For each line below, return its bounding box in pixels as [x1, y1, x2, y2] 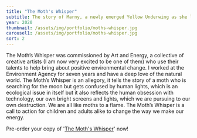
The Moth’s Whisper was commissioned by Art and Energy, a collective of [6, 52, 184, 58]
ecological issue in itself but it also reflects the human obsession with [6, 89, 174, 96]
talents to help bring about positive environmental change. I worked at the [6, 64, 185, 71]
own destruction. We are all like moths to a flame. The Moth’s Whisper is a [6, 102, 185, 108]
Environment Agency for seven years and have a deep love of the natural [6, 71, 182, 77]
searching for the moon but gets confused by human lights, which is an [6, 83, 178, 89]
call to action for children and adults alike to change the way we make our [6, 108, 184, 115]
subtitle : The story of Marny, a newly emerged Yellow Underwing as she [6, 14, 188, 20]
